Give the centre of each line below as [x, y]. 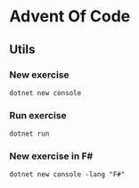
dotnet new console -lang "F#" [67, 175]
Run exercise [38, 115]
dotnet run [29, 134]
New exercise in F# [51, 156]
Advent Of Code [70, 16]
